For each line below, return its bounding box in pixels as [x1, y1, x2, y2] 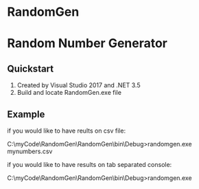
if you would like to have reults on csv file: [7, 126, 126, 135]
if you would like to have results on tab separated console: [7, 161, 172, 168]
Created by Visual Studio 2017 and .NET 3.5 [16, 81, 141, 89]
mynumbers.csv [7, 147, 53, 155]
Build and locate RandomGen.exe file [16, 89, 122, 97]
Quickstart [7, 63, 54, 74]
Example [7, 108, 45, 120]
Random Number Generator [7, 36, 168, 52]
